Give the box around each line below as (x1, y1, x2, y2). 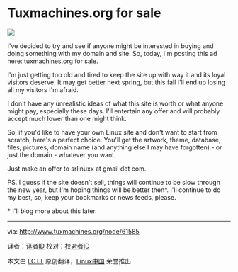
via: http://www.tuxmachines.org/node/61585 (7, 227, 140, 235)
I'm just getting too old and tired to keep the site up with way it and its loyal (7, 70, 226, 79)
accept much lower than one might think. (7, 114, 127, 123)
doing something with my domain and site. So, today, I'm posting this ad (7, 49, 217, 57)
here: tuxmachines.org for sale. (7, 57, 98, 65)
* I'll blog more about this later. (7, 207, 97, 215)
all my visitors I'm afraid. (7, 85, 79, 93)
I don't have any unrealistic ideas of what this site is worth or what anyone (7, 99, 224, 108)
